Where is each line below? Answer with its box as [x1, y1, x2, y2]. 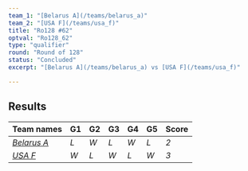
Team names [12, 123, 62, 134]
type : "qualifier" [8, 41, 69, 49]
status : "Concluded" [8, 56, 77, 64]
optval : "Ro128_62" [8, 33, 73, 42]
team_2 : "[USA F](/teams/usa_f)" [8, 19, 120, 27]
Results [8, 100, 47, 114]
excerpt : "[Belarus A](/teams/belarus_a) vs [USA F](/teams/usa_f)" [8, 64, 241, 72]
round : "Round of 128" [8, 49, 84, 56]
